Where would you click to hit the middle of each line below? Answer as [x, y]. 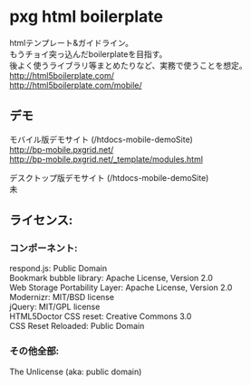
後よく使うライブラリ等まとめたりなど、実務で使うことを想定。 [128, 65]
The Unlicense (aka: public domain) [76, 372]
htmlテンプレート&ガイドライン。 [72, 42]
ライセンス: [41, 220]
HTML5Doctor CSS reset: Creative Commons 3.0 [101, 316]
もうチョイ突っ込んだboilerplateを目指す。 [88, 54]
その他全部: [34, 352]
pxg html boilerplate [86, 17]
